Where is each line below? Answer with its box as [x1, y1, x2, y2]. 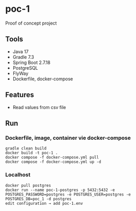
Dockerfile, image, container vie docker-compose [5, 134, 131, 141]
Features [5, 91, 34, 99]
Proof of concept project [5, 20, 57, 26]
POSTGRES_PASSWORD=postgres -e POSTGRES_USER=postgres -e [5, 192, 131, 197]
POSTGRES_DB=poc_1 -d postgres [5, 196, 72, 201]
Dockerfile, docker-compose [12, 75, 73, 82]
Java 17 [12, 48, 29, 54]
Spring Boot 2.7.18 [12, 59, 51, 66]
